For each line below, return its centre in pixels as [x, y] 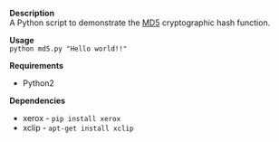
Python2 [38, 83]
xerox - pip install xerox [72, 118]
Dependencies [38, 100]
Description [32, 13]
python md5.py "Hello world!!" [68, 49]
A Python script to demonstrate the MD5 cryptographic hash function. [140, 23]
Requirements [37, 66]
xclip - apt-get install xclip [78, 128]
